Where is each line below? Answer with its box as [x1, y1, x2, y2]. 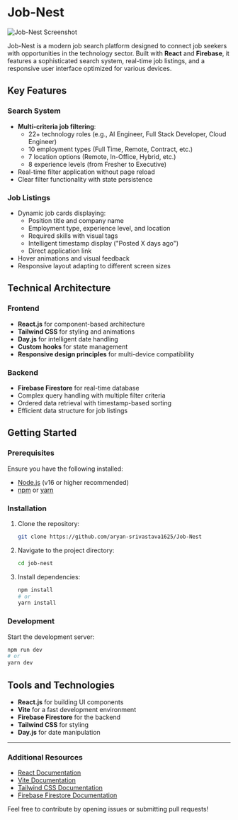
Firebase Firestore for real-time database [17, 383, 140, 392]
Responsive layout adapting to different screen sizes [17, 261, 171, 270]
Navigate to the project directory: [17, 546, 115, 554]
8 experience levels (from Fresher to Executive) [28, 160, 167, 168]
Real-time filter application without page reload [17, 168, 155, 176]
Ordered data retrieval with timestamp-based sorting [17, 398, 172, 407]
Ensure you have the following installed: [7, 464, 124, 473]
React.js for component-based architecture [17, 319, 145, 328]
